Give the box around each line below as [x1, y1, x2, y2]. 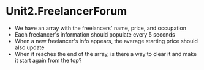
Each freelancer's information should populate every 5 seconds [14, 30, 175, 38]
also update [14, 44, 45, 51]
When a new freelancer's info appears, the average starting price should [14, 37, 198, 44]
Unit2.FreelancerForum [6, 4, 127, 18]
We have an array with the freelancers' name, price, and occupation [14, 24, 186, 32]
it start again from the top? [14, 57, 82, 64]
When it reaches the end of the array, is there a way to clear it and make [14, 50, 197, 57]
